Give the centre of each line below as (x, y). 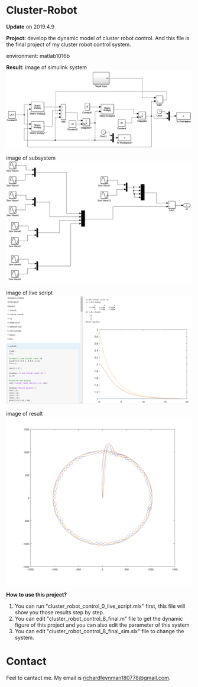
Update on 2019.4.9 (30, 27)
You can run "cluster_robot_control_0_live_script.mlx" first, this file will (100, 606)
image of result (25, 413)
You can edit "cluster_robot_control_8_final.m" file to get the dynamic (99, 619)
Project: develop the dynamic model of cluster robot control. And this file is (98, 38)
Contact (26, 661)
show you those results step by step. (59, 613)
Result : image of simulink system (47, 67)
